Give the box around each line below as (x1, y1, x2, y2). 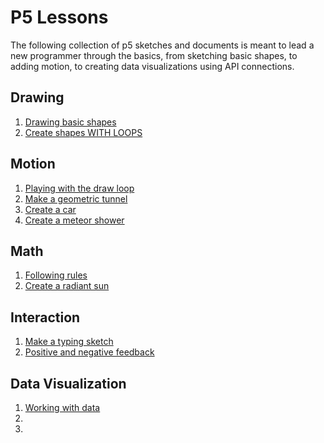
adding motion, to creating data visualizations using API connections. (10, 60, 295, 72)
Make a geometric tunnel (24, 192, 128, 205)
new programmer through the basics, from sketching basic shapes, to (10, 49, 298, 61)
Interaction (10, 309, 81, 326)
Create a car (24, 203, 77, 215)
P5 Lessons (10, 6, 109, 29)
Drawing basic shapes (24, 116, 117, 128)
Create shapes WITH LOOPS (24, 126, 143, 138)
